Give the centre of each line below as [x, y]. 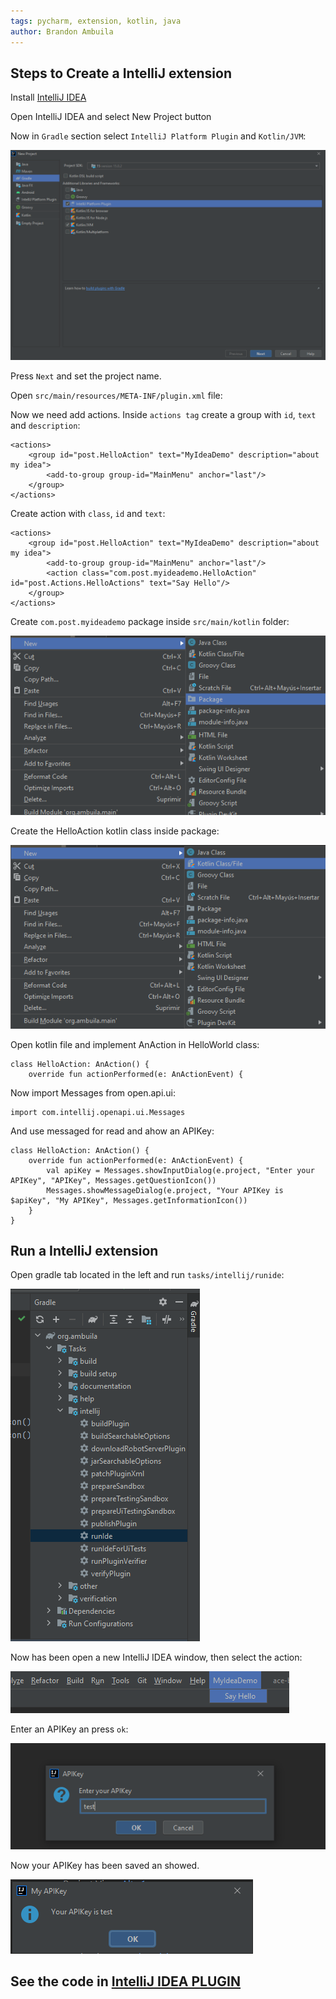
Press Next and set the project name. [86, 376]
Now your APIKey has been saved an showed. [105, 1865]
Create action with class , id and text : [88, 513]
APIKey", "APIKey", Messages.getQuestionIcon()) [113, 1180]
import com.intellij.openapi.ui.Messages [98, 1112]
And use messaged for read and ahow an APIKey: [112, 1131]
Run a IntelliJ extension [84, 1250]
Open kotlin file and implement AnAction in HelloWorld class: [135, 1044]
